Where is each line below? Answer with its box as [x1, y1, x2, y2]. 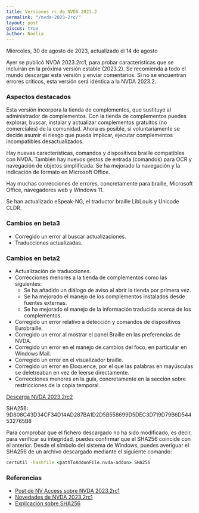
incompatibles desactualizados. [6, 138, 84, 145]
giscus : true [6, 25, 39, 32]
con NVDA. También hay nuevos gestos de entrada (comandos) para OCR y [6, 156, 192, 163]
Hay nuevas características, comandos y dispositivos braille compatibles [6, 150, 185, 157]
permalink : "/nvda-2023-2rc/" [6, 14, 82, 20]
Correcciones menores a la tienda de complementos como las [14, 274, 167, 281]
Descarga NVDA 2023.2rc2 [6, 393, 73, 400]
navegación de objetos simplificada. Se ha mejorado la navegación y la [6, 162, 181, 169]
